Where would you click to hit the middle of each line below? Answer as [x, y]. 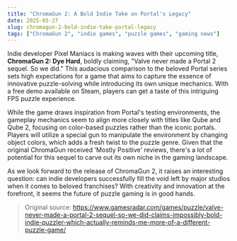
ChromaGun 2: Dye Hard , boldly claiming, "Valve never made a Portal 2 [112, 61]
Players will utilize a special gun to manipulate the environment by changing [118, 135]
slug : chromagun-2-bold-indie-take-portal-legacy [82, 27]
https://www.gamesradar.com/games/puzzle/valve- [148, 207]
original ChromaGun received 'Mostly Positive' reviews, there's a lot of [110, 150]
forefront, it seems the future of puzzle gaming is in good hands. [102, 194]
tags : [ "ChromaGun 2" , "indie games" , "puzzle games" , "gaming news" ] [114, 34]
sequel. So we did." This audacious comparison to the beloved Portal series [117, 69]
